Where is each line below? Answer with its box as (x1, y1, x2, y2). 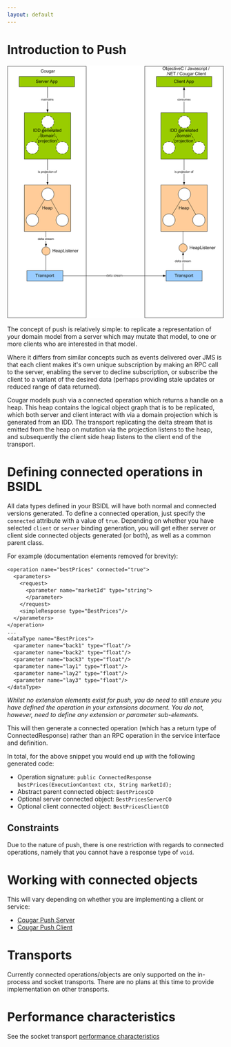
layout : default (7, 11, 54, 18)
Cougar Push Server (17, 916, 75, 924)
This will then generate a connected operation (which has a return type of (7, 723, 217, 732)
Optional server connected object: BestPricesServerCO (17, 795, 172, 803)
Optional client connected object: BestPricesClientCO (17, 802, 169, 810)
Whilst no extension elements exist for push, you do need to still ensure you (7, 696, 222, 704)
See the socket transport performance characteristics (7, 1032, 160, 1040)
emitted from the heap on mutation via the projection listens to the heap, (7, 425, 212, 434)
